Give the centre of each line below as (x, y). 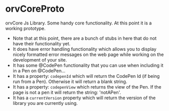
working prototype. (26, 28)
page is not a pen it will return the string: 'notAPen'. (67, 92)
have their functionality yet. (41, 43)
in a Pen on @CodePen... (39, 71)
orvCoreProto (35, 9)
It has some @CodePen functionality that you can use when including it (88, 65)
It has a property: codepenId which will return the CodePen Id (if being (86, 76)
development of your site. (40, 60)
